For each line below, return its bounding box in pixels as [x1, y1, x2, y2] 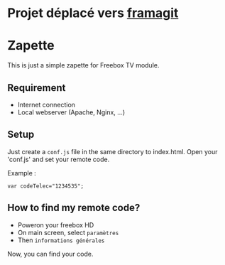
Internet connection [17, 100, 76, 109]
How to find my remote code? [7, 202, 141, 214]
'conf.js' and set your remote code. [7, 155, 110, 163]
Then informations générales [17, 236, 105, 244]
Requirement [7, 82, 66, 94]
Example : [7, 168, 37, 177]
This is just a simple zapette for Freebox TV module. [7, 61, 160, 70]
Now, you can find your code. [7, 249, 94, 258]
